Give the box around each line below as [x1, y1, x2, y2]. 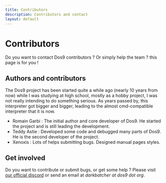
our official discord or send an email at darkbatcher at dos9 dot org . [5, 172, 145, 178]
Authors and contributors [5, 74, 86, 83]
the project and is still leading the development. [12, 123, 110, 129]
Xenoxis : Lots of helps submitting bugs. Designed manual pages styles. [12, 139, 161, 145]
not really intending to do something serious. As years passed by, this [5, 98, 149, 104]
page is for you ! [5, 60, 39, 66]
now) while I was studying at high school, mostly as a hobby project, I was [5, 92, 158, 98]
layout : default [5, 16, 39, 21]
